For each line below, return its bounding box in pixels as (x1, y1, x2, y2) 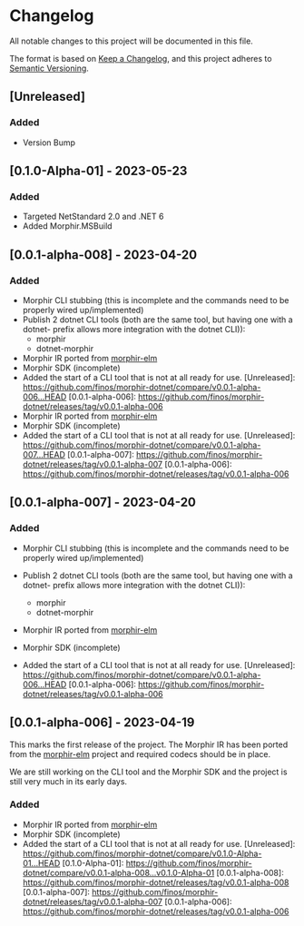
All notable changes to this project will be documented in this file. (9, 35, 254, 46)
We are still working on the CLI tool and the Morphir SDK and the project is (9, 766, 288, 777)
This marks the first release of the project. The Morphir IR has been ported (9, 739, 289, 750)
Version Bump (22, 137, 75, 148)
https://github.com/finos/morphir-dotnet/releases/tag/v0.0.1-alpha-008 (22, 877, 289, 888)
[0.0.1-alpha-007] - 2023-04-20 (9, 495, 197, 510)
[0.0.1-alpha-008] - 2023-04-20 (9, 247, 198, 262)
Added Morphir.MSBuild (22, 221, 113, 231)
